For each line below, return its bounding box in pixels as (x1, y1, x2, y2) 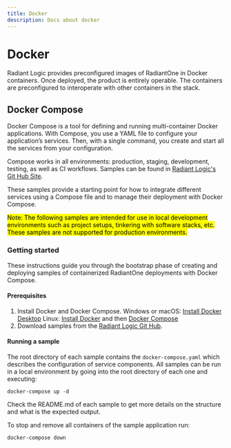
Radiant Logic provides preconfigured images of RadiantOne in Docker (7, 69, 208, 77)
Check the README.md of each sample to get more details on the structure (7, 400, 222, 408)
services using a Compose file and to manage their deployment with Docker (7, 193, 223, 201)
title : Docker (7, 10, 48, 17)
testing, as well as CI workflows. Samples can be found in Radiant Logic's (7, 165, 216, 173)
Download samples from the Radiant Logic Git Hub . (17, 322, 163, 330)
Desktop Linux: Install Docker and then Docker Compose (17, 314, 179, 322)
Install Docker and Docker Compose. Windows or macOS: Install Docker (17, 306, 222, 315)
